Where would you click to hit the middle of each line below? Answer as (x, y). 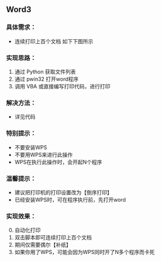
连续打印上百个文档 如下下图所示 (54, 41)
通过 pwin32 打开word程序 (47, 79)
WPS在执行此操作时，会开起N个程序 (58, 162)
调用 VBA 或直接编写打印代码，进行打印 (62, 86)
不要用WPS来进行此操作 (44, 154)
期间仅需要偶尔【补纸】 (43, 245)
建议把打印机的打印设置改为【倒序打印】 (63, 192)
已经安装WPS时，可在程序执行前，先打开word (70, 200)
